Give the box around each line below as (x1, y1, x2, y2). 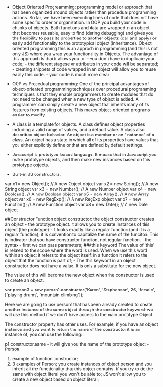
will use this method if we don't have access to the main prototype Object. (5, 312, 154, 317)
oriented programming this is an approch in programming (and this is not (12, 46, 158, 51)
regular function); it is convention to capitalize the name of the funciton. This (5, 232, 159, 237)
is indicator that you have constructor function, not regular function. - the (5, 237, 152, 243)
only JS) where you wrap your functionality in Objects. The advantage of (12, 51, 158, 57)
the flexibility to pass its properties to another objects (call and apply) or (12, 35, 157, 41)
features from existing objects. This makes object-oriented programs (12, 107, 150, 113)
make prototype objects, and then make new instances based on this (12, 157, 151, 162)
